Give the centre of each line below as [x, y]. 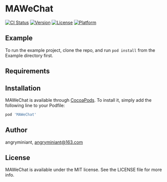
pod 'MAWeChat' [21, 114]
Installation [23, 88]
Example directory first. [29, 55]
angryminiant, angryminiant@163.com [44, 142]
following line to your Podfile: [35, 105]
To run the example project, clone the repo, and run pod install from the [80, 50]
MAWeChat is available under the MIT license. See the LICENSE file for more [83, 170]
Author [16, 130]
